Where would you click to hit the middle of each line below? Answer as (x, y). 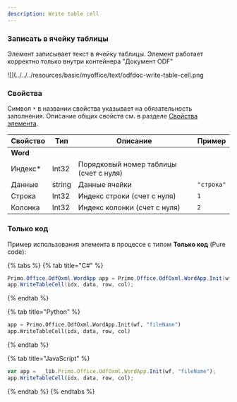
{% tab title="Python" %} (44, 312)
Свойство (28, 141)
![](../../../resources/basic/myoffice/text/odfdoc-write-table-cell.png (106, 75)
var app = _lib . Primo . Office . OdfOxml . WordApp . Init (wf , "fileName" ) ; (112, 372)
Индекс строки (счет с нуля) (127, 196)
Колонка (25, 207)
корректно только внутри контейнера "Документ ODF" (90, 61)
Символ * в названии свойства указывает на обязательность (100, 109)
